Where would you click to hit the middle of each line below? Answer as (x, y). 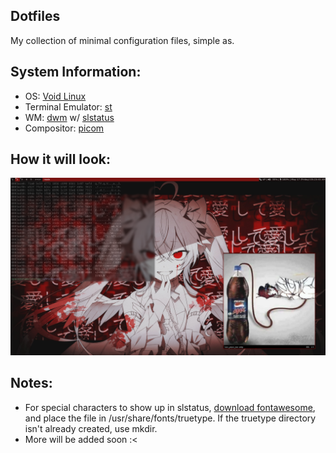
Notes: (31, 383)
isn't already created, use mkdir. (91, 428)
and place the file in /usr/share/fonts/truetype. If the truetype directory (170, 418)
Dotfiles (35, 16)
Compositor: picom (64, 128)
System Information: (76, 72)
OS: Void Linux (55, 96)
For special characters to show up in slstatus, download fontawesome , (170, 407)
